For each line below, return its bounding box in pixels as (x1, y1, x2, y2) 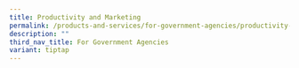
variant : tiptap (9, 46, 69, 55)
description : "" (9, 29, 69, 38)
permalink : (9, 21, 50, 30)
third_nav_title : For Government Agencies (9, 37, 169, 47)
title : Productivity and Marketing (9, 12, 141, 22)
